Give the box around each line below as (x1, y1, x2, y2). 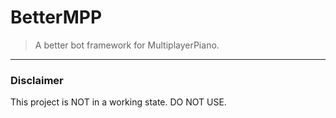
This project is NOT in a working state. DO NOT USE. (10, 96, 227, 108)
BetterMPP (10, 6, 103, 29)
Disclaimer (10, 73, 64, 87)
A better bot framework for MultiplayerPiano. (34, 39, 220, 51)
